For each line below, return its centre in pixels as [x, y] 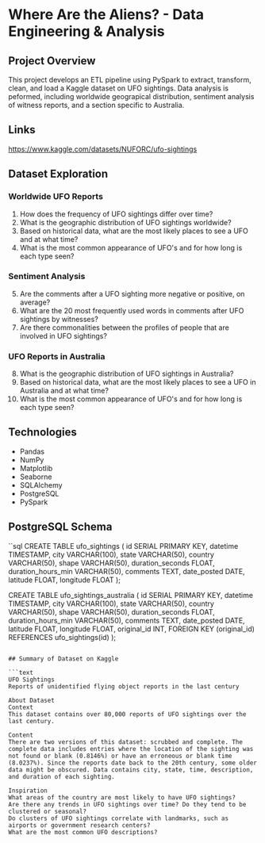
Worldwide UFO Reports [56, 197]
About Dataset [32, 700]
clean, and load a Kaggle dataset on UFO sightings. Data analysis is [118, 88]
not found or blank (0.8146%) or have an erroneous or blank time [120, 756]
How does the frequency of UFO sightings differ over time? [116, 214]
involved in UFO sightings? [63, 335]
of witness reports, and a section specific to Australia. [96, 105]
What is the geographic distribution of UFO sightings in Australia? [127, 374]
